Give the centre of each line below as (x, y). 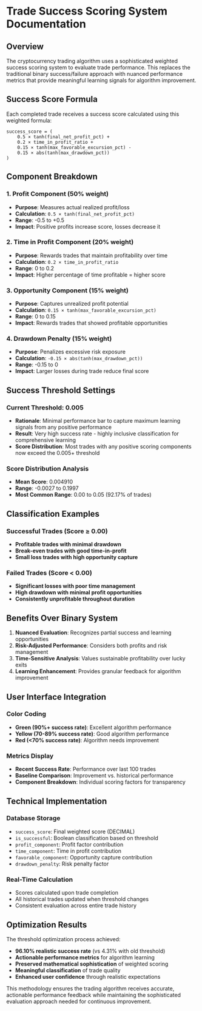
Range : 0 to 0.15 (35, 317)
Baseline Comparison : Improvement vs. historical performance (94, 776)
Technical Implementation (57, 801)
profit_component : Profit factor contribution (69, 844)
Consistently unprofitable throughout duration (75, 599)
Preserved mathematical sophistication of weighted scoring (92, 964)
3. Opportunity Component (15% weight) (67, 291)
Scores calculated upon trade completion (66, 893)
